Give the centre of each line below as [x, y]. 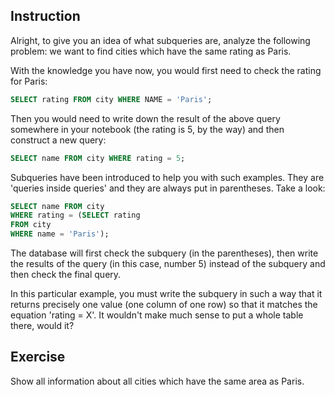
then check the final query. [66, 275]
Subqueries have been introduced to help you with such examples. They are [167, 177]
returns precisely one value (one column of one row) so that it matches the [164, 305]
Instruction [45, 16]
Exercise [38, 357]
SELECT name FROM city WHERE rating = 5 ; [98, 158]
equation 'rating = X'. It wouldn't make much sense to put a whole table [157, 315]
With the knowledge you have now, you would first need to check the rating [166, 70]
